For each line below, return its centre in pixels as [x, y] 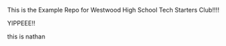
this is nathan [26, 36]
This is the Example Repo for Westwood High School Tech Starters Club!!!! [113, 10]
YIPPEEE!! [21, 23]
